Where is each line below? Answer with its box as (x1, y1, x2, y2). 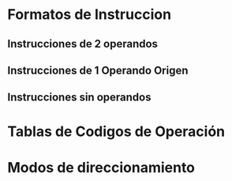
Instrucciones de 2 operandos (7, 37, 159, 51)
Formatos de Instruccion (7, 6, 171, 24)
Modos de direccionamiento (7, 158, 195, 176)
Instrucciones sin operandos (7, 91, 152, 104)
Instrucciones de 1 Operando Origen (7, 63, 189, 77)
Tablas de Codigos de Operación (7, 123, 226, 140)
